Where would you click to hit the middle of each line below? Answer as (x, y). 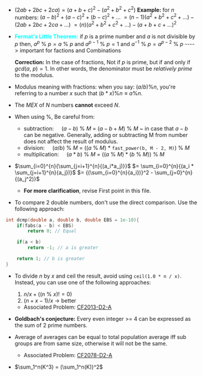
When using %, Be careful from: (54, 116)
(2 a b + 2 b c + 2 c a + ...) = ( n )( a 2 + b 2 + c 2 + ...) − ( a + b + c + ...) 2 (95, 24)
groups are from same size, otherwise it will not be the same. (91, 343)
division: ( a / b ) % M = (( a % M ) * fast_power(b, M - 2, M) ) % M (106, 147)
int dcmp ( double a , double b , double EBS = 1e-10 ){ (72, 220)
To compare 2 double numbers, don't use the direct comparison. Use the (106, 202)
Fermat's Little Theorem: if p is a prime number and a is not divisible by (105, 36)
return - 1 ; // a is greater (63, 248)
